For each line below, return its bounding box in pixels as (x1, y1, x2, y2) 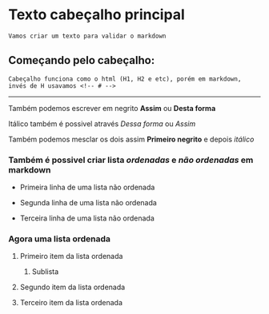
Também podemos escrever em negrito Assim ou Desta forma (8, 103, 216, 113)
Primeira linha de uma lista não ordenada (19, 182, 155, 193)
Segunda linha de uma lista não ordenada (19, 198, 158, 208)
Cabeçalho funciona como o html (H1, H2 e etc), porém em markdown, (8, 74, 242, 83)
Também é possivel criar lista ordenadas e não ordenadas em (8, 154, 254, 165)
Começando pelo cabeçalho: (8, 54, 155, 67)
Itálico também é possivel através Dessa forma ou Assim (8, 118, 196, 129)
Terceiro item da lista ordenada (19, 298, 122, 308)
